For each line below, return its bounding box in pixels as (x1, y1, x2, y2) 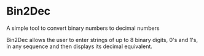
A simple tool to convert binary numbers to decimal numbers (6, 24, 160, 32)
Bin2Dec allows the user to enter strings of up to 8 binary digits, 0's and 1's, (6, 36, 198, 43)
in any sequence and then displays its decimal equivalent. (6, 43, 152, 50)
